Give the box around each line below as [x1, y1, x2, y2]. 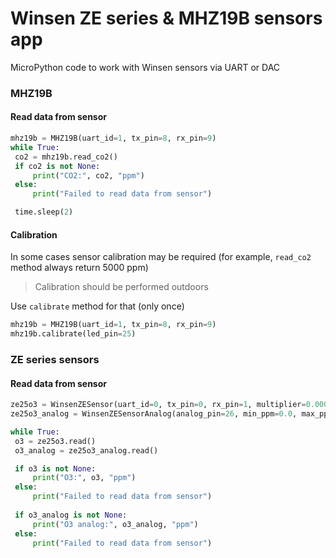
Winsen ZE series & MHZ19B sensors [10, 7, 323, 30]
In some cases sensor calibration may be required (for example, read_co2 [10, 251, 312, 263]
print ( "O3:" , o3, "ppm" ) [32, 473, 137, 483]
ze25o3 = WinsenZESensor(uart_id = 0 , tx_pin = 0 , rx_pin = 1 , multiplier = [10, 400, 307, 410]
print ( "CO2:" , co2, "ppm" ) [32, 170, 145, 181]
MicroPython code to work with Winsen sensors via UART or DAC [10, 61, 281, 73]
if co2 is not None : [14, 161, 101, 171]
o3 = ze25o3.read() [14, 436, 97, 446]
